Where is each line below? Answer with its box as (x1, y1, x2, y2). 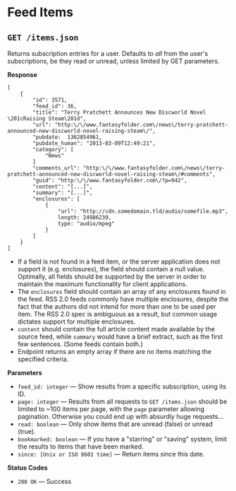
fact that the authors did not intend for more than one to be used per (17, 302, 216, 311)
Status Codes (7, 463, 48, 472)
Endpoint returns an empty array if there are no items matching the (17, 348, 212, 355)
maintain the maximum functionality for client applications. (17, 280, 188, 288)
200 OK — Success (17, 478, 72, 485)
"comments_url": (32, 165, 80, 172)
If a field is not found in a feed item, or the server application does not (17, 257, 221, 266)
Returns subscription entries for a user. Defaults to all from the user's (7, 49, 209, 57)
